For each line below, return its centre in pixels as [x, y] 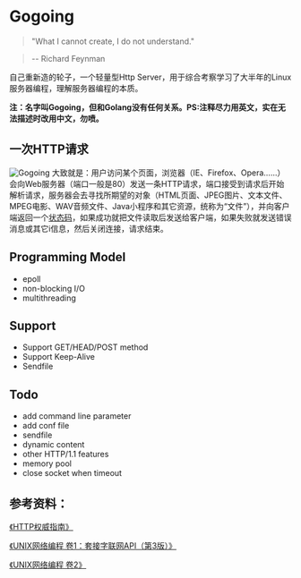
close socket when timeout [72, 473]
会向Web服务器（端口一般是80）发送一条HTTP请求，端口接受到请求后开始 [147, 183]
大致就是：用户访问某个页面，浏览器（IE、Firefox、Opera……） [169, 173]
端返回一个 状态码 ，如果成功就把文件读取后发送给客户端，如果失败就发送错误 [150, 217]
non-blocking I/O [53, 288]
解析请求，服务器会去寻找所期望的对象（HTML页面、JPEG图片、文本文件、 [148, 195]
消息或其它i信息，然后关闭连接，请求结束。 [89, 228]
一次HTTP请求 [49, 149]
